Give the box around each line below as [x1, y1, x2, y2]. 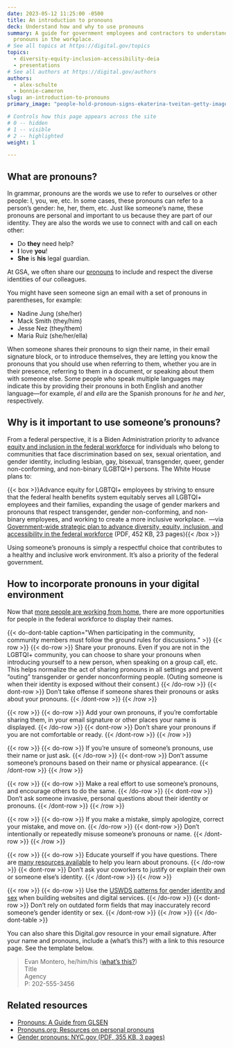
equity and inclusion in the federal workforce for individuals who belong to [7, 442, 220, 451]
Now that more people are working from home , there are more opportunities [7, 607, 225, 615]
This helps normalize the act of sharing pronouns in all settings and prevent [7, 665, 223, 674]
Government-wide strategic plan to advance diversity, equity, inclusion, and [7, 522, 223, 531]
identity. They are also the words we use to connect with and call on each [7, 219, 218, 227]
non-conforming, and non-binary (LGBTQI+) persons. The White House [7, 465, 211, 473]
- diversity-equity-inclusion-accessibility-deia [13, 56, 159, 63]
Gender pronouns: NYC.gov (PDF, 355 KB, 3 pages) [17, 1033, 165, 1041]
